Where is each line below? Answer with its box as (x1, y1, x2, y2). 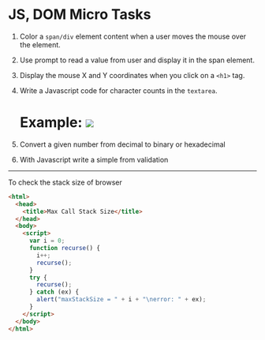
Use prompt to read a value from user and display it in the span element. (19, 55, 255, 65)
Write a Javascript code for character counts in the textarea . (19, 85, 218, 95)
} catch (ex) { (28, 288, 80, 297)
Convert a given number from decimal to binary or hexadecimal (19, 140, 226, 149)
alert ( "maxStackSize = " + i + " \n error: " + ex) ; (36, 296, 207, 304)
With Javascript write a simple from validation (19, 155, 169, 164)
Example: (19, 114, 83, 132)
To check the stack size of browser (8, 177, 122, 187)
